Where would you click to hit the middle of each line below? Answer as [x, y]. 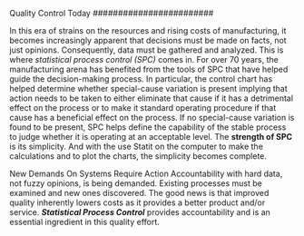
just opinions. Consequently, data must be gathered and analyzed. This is [147, 50]
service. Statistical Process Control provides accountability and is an [140, 212]
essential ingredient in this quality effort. [85, 222]
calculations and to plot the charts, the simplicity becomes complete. [138, 156]
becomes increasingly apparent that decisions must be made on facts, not [148, 40]
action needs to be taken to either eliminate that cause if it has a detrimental [151, 98]
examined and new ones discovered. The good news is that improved [139, 193]
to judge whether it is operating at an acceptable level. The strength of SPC [151, 137]
